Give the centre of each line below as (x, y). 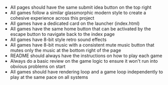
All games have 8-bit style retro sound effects (58, 39)
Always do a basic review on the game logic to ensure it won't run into (84, 61)
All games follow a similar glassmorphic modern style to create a (78, 13)
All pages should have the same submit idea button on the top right (81, 7)
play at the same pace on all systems (49, 77)
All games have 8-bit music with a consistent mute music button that (82, 45)
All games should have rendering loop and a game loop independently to (87, 72)
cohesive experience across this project (52, 18)
